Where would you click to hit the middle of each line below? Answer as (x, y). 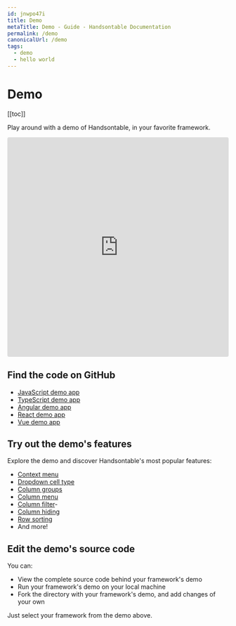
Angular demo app (44, 407)
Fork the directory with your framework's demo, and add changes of (117, 594)
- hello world (34, 60)
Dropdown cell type (46, 482)
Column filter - (38, 504)
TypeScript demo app (49, 399)
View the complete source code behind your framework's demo (110, 580)
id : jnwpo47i (26, 14)
